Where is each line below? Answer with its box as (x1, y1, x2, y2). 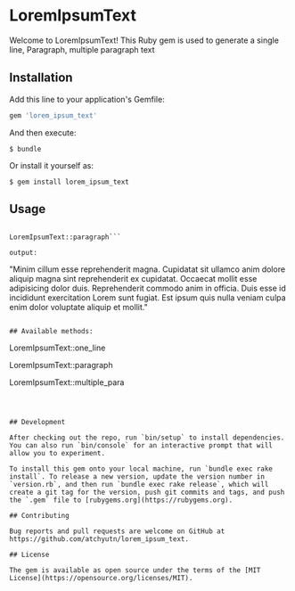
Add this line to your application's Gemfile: (9, 94, 165, 104)
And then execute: (9, 127, 77, 138)
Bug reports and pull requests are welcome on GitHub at (9, 527, 225, 536)
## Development (9, 418, 66, 427)
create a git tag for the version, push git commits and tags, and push (9, 488, 285, 497)
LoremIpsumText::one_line (9, 342, 106, 353)
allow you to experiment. (9, 449, 105, 458)
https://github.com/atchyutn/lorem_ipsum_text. (9, 535, 190, 544)
